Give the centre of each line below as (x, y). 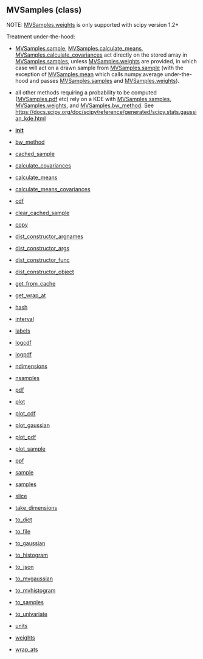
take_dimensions (36, 507)
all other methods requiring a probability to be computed (86, 92)
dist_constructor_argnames (49, 236)
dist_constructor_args (42, 248)
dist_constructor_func (42, 260)
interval (25, 319)
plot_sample (30, 449)
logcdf (23, 342)
